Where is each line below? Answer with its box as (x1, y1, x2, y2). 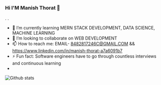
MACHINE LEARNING (12, 30, 55, 36)
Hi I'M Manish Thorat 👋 (5, 4, 60, 11)
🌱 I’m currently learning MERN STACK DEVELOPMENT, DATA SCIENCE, (12, 25, 155, 31)
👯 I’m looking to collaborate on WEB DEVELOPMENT (12, 35, 118, 41)
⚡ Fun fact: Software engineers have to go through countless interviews (12, 53, 157, 59)
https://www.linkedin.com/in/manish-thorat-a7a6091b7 (12, 48, 123, 54)
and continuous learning (12, 61, 61, 66)
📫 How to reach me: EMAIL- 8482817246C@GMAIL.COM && (12, 41, 135, 47)
